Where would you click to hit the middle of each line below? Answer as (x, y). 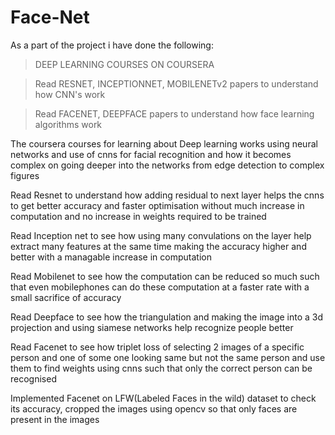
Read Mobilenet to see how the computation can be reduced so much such (165, 276)
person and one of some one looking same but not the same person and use (168, 357)
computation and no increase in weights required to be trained (138, 216)
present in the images (55, 419)
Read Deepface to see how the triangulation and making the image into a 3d (167, 317)
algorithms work (68, 124)
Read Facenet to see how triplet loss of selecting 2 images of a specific (157, 347)
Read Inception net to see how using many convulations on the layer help (161, 235)
